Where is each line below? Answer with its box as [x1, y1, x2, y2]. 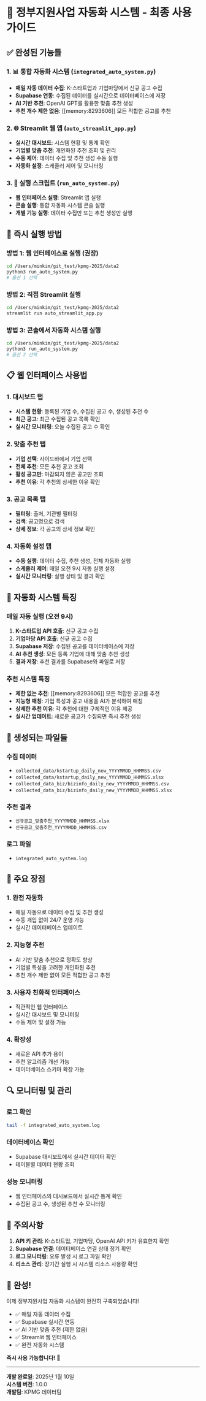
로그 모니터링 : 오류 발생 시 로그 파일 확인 [15, 1253, 112, 1260]
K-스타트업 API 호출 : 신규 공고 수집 [15, 627, 99, 635]
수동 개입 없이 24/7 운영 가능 [15, 916, 85, 923]
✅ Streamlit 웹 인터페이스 [15, 1333, 77, 1340]
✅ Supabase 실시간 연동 [15, 1318, 75, 1325]
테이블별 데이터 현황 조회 [15, 1161, 75, 1168]
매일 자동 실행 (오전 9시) [6, 612, 74, 620]
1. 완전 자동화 [6, 893, 44, 902]
